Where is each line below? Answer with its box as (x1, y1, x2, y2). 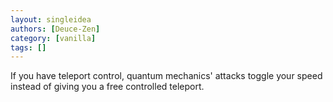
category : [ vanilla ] (10, 33, 97, 43)
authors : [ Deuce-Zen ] (10, 24, 101, 34)
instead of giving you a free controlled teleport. (10, 81, 205, 93)
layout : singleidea (10, 14, 92, 25)
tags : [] (10, 42, 47, 53)
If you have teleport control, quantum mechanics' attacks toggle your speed (10, 70, 323, 82)
